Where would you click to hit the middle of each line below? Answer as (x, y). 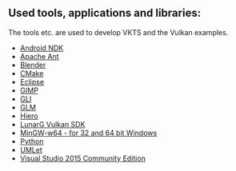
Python (32, 141)
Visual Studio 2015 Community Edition (82, 158)
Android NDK (42, 48)
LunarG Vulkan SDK (52, 124)
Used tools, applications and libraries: (105, 13)
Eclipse (32, 82)
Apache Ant (39, 56)
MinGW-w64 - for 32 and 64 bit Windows (88, 133)
